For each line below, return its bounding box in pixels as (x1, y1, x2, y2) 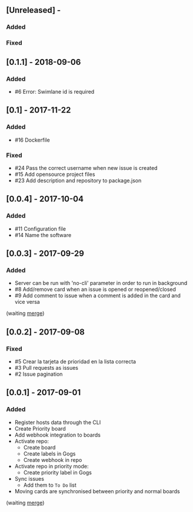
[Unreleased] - (6, 5, 61, 15)
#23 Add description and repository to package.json (14, 177, 142, 184)
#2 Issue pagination (14, 370, 63, 378)
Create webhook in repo (23, 456, 82, 463)
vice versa (14, 298, 40, 306)
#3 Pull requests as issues (14, 364, 78, 371)
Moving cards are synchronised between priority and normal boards (14, 487, 181, 495)
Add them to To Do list (23, 481, 76, 488)
